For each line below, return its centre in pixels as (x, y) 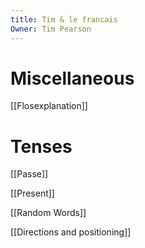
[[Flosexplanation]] (49, 106)
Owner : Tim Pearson (51, 29)
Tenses (41, 146)
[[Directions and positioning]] (71, 232)
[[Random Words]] (48, 213)
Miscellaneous (72, 78)
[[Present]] (32, 193)
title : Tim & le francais (64, 19)
